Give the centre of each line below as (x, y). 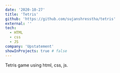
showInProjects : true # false (36, 51)
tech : (11, 28)
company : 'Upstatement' (30, 46)
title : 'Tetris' (22, 14)
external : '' (19, 23)
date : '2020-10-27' (25, 10)
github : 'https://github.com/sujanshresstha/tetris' (60, 19)
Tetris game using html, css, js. (37, 65)
